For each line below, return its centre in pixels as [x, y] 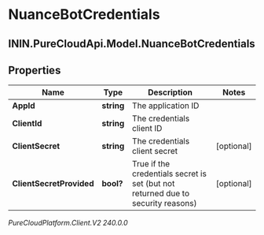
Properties [35, 70]
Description [170, 92]
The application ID [166, 106]
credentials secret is [169, 173]
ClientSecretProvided [53, 184]
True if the [151, 164]
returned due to [161, 193]
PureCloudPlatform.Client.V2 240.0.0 [68, 223]
